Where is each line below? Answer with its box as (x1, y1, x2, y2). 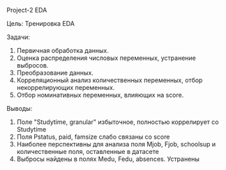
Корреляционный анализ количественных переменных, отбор (16, 76, 203, 84)
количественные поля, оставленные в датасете (16, 148, 160, 155)
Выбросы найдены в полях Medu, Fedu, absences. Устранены (16, 155, 200, 163)
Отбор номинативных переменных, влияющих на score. (16, 91, 184, 99)
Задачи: (6, 33, 31, 41)
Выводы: (6, 105, 33, 112)
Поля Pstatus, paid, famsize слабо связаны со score (16, 132, 170, 141)
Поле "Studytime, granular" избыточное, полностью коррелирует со (16, 118, 219, 126)
